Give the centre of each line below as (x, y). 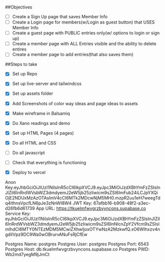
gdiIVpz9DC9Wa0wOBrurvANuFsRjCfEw (46, 234)
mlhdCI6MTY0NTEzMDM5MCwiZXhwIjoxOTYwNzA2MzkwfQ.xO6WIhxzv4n (82, 229)
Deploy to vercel (29, 172)
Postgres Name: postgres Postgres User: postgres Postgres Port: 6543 (77, 244)
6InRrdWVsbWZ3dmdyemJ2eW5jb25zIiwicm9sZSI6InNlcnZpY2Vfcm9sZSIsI (82, 224)
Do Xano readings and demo (41, 123)
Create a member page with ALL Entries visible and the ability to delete (84, 44)
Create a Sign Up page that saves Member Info (60, 16)
